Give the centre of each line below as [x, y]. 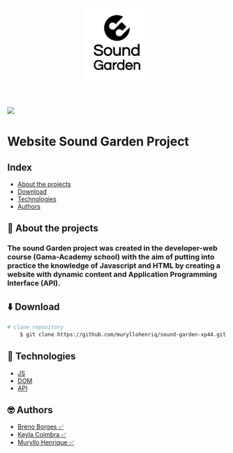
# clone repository [36, 327]
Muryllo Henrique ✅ [46, 443]
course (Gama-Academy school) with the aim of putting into [111, 257]
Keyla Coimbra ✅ [42, 435]
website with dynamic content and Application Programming [112, 275]
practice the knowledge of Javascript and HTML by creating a [114, 266]
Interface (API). [34, 283]
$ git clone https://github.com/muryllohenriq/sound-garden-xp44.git [123, 334]
